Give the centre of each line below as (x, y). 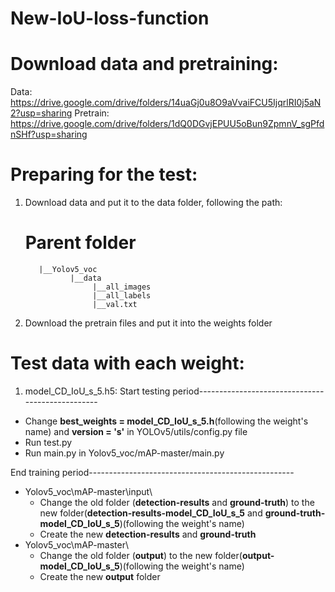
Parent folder (80, 243)
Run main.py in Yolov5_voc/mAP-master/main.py (124, 453)
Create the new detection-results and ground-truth (148, 534)
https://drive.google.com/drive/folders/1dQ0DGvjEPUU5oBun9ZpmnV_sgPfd (167, 124)
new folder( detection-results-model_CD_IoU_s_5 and (151, 513)
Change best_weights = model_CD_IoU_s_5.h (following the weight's (166, 421)
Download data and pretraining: (144, 64)
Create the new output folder (100, 576)
